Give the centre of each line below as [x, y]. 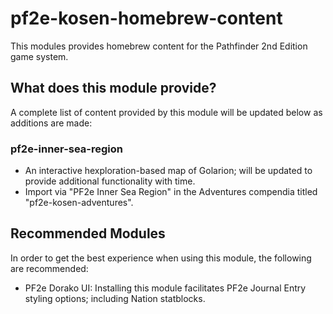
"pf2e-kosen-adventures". [79, 203]
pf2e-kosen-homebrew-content [146, 18]
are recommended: [49, 268]
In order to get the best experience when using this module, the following [161, 258]
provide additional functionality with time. [110, 181]
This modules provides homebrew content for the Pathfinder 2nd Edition [159, 46]
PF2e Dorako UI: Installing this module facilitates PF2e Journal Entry [165, 288]
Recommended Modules [88, 233]
